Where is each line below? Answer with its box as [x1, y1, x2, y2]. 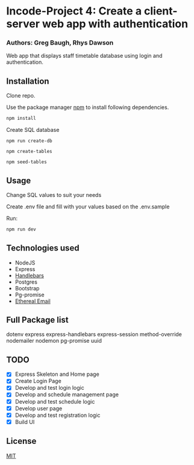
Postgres [14, 278, 38, 286]
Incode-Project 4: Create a [6, 4, 142, 18]
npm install [6, 116, 36, 122]
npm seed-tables [6, 159, 47, 165]
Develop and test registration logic [14, 411, 101, 419]
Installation [6, 76, 49, 86]
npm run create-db [6, 138, 52, 144]
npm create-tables [6, 149, 52, 155]
